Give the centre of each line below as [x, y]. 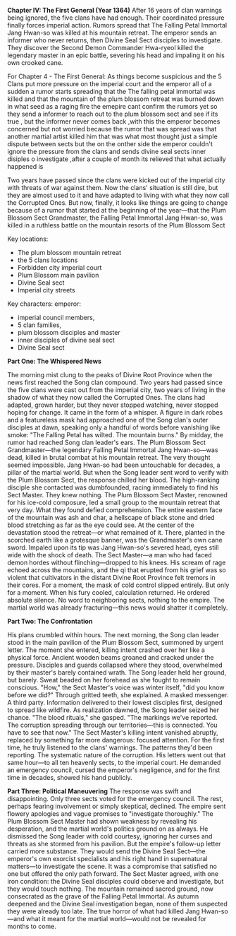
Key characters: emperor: [44, 304]
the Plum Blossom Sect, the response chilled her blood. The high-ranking [113, 480]
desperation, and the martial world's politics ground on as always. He [108, 829]
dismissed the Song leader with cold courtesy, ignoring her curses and [110, 836]
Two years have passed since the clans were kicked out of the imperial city [116, 180]
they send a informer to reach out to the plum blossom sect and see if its [113, 114]
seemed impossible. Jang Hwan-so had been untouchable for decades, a [114, 465]
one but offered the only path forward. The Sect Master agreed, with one [113, 874]
